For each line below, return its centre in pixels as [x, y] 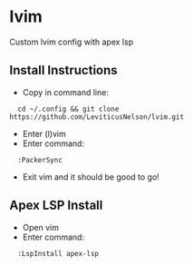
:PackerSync [40, 160]
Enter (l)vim [44, 133]
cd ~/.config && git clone [68, 109]
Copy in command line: [65, 92]
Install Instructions [63, 70]
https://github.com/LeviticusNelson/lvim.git [96, 117]
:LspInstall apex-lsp [58, 253]
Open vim [40, 227]
